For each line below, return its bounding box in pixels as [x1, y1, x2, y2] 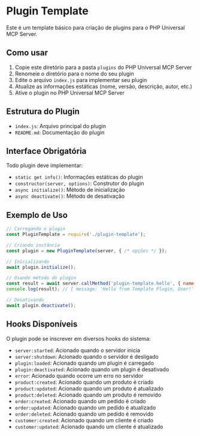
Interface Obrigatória [6, 146, 87, 156]
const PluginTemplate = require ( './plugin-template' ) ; [6, 232, 146, 238]
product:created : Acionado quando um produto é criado [14, 379, 154, 386]
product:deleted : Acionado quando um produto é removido [14, 391, 162, 398]
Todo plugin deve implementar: [6, 162, 83, 169]
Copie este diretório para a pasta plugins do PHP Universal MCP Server [14, 63, 192, 71]
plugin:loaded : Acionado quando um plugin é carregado [14, 359, 154, 367]
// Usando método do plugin [6, 275, 77, 281]
